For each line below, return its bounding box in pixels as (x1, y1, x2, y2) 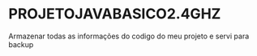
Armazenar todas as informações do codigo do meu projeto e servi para (8, 31, 250, 41)
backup (8, 39, 34, 49)
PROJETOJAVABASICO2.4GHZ (8, 5, 221, 23)
